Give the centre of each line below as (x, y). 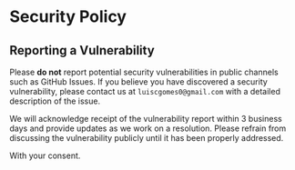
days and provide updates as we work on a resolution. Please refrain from (148, 128)
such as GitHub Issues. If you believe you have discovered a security (139, 82)
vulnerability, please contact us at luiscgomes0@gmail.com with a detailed (145, 91)
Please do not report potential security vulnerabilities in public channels (144, 72)
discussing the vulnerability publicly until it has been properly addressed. (147, 138)
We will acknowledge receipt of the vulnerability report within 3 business (146, 119)
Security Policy (68, 17)
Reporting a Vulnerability (82, 50)
